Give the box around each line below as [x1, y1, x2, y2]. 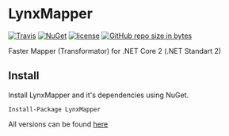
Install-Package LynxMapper [8, 105, 101, 113]
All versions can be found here [8, 119, 109, 129]
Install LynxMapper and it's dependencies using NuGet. [8, 90, 189, 100]
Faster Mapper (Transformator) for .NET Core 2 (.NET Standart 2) [8, 46, 222, 55]
